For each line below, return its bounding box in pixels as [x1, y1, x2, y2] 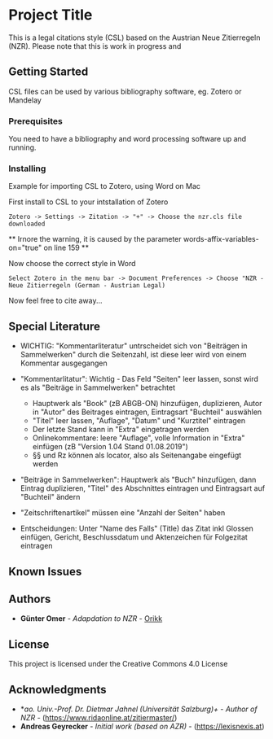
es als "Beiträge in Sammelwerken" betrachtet [20, 383, 176, 392]
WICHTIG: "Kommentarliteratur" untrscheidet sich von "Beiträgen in [20, 341, 248, 351]
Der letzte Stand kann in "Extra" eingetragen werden [32, 425, 209, 435]
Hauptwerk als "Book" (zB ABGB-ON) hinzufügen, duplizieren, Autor [32, 399, 262, 409]
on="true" [8, 243, 42, 253]
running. [8, 142, 37, 152]
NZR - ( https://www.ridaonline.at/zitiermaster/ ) [20, 712, 178, 722]
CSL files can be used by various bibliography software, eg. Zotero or [8, 86, 242, 96]
